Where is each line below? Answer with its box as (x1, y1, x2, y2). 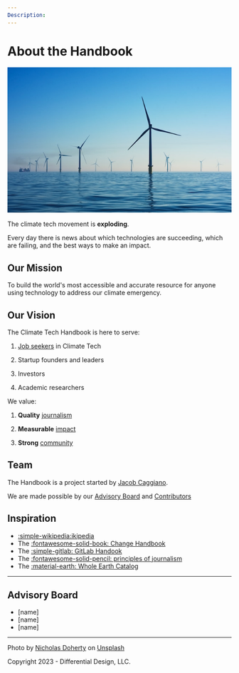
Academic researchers (17, 384, 85, 391)
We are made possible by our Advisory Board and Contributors (7, 492, 192, 500)
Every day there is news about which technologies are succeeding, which (7, 234, 223, 242)
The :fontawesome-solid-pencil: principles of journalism (17, 554, 183, 562)
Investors (17, 369, 46, 378)
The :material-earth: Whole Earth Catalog (17, 562, 139, 570)
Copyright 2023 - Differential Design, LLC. (7, 657, 132, 666)
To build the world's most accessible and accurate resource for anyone (7, 281, 216, 289)
